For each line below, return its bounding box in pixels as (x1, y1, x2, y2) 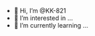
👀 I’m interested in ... (13, 14, 73, 22)
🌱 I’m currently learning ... (13, 21, 89, 29)
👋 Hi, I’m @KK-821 (13, 7, 66, 15)
